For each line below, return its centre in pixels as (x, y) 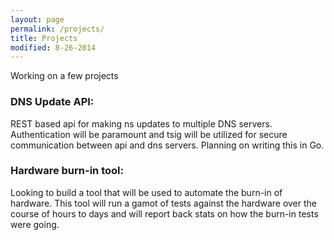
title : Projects (44, 38)
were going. (35, 224)
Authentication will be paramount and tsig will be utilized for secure (149, 134)
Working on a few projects (64, 76)
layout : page (37, 19)
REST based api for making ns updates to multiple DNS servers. (141, 123)
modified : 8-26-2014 (53, 47)
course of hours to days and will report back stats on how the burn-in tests (164, 213)
